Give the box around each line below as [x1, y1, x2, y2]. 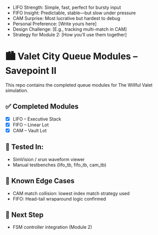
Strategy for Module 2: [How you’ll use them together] [12, 32, 127, 37]
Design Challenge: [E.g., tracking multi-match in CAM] [12, 26, 127, 32]
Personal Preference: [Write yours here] [12, 21, 97, 27]
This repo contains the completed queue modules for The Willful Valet [5, 82, 153, 88]
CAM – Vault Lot [12, 127, 47, 133]
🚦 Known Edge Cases [5, 177, 75, 185]
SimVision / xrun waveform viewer [12, 156, 85, 162]
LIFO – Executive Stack [12, 115, 61, 122]
